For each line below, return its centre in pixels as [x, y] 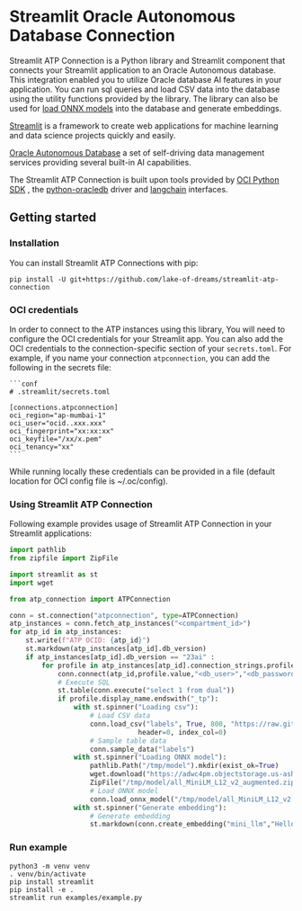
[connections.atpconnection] [64, 407]
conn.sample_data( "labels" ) [142, 749]
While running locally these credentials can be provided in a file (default [142, 471]
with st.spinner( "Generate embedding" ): [150, 808]
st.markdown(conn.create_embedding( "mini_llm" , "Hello [192, 825]
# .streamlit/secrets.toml [60, 392]
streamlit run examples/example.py [76, 898]
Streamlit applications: [51, 533]
